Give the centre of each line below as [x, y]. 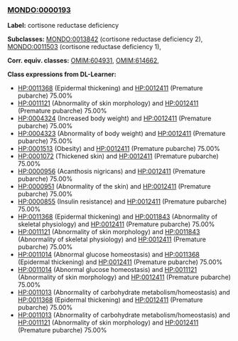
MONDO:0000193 [39, 10]
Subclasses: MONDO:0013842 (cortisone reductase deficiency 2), [105, 39]
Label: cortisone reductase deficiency [63, 26]
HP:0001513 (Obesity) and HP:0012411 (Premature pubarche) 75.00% [119, 149]
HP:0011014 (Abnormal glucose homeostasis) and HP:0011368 [109, 255]
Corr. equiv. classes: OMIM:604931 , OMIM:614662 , [83, 61]
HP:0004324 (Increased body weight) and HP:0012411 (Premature [114, 118]
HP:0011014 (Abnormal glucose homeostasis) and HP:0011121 [107, 270]
